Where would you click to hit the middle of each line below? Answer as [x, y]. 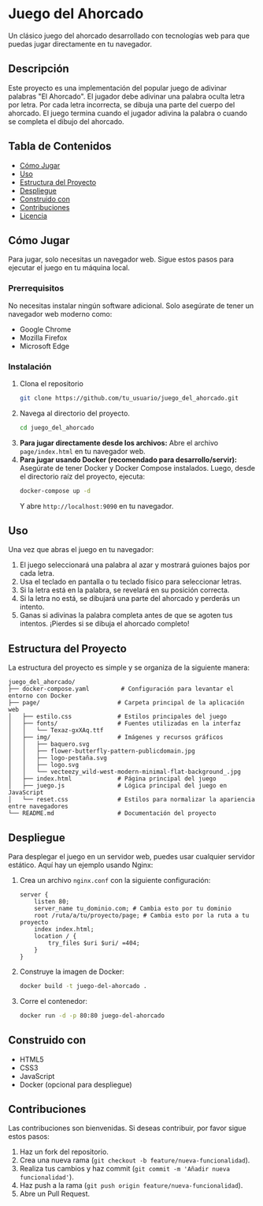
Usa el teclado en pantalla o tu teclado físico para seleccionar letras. [131, 582]
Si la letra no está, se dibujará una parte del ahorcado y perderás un [130, 599]
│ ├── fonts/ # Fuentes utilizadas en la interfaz [125, 723]
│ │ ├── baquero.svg [49, 744]
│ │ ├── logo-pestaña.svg [58, 758]
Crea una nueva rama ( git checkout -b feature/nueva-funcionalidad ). [135, 1160]
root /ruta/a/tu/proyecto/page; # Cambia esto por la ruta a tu [142, 916]
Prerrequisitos [36, 288]
